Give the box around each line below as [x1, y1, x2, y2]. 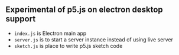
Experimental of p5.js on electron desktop [5, 5, 163, 15]
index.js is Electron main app [14, 30, 87, 37]
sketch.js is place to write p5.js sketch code [14, 42, 123, 49]
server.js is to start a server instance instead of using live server [14, 35, 174, 43]
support [5, 14, 36, 24]
